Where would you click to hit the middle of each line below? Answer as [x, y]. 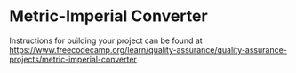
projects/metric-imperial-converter [73, 59]
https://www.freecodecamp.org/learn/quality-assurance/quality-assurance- [148, 49]
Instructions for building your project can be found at [106, 40]
